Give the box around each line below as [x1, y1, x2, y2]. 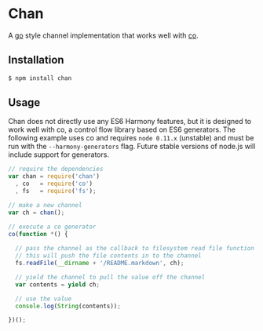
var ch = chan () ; [8, 209, 65, 216]
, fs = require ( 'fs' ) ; [15, 187, 97, 195]
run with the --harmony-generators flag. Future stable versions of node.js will [8, 142, 256, 151]
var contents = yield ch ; [15, 280, 100, 289]
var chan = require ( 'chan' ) [8, 173, 100, 180]
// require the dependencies [8, 165, 104, 173]
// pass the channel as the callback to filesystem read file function [15, 245, 255, 253]
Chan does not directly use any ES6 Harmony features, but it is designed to [8, 117, 252, 126]
